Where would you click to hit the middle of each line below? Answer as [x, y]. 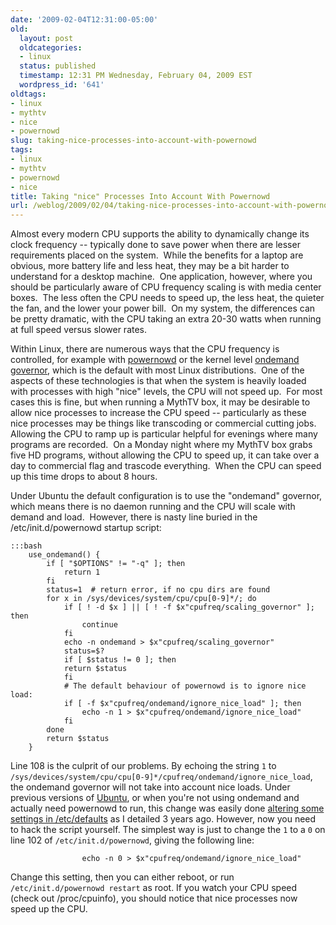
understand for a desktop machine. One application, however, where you [161, 277]
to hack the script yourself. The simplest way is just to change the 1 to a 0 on [168, 830]
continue [99, 625]
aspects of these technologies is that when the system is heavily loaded [158, 381]
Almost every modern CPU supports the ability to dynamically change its [160, 234]
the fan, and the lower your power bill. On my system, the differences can [163, 308]
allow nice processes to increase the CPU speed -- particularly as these [158, 413]
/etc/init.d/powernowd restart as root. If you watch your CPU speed [154, 888]
